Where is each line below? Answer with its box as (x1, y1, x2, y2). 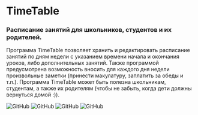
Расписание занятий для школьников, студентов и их (6, 26, 172, 34)
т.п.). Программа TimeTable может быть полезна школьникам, (6, 78, 166, 86)
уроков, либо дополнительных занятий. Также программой (6, 59, 159, 66)
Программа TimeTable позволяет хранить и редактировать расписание (6, 47, 190, 54)
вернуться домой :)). (6, 91, 60, 98)
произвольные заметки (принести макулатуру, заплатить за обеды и (6, 72, 184, 79)
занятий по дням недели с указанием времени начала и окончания (6, 53, 180, 60)
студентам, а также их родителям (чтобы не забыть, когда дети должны (6, 85, 192, 92)
